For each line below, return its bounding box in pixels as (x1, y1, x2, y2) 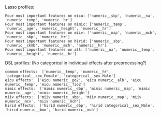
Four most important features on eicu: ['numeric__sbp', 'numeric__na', (5, 14, 155, 18)
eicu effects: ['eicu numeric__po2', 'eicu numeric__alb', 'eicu (5, 78, 142, 83)
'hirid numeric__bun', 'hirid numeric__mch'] (5, 107, 98, 112)
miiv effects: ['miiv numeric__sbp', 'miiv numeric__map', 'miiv (5, 95, 142, 100)
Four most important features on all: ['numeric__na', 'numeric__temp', (5, 47, 155, 52)
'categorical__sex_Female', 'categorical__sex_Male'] (5, 73, 116, 78)
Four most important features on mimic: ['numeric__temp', (5, 22, 127, 27)
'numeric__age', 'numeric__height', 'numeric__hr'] (5, 26, 111, 31)
